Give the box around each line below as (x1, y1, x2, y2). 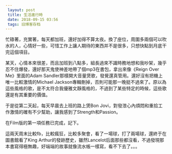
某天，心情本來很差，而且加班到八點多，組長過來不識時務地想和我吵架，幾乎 (5, 60, 167, 66)
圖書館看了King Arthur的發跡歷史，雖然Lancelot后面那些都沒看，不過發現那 (5, 137, 164, 143)
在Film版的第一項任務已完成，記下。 (5, 120, 82, 126)
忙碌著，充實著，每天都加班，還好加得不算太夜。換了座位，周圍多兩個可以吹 (5, 36, 167, 42)
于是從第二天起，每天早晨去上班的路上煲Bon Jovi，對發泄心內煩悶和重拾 (5, 102, 159, 109)
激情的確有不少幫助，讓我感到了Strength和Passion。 (9, 109, 121, 115)
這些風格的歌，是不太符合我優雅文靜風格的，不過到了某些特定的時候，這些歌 (5, 85, 167, 92)
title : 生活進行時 (7, 12, 43, 17)
